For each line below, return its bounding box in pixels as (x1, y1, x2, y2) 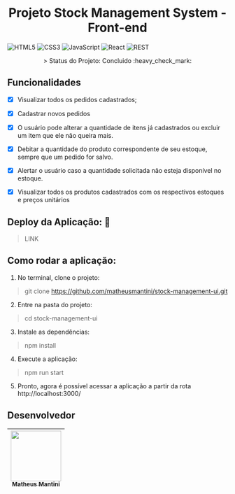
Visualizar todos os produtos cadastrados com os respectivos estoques (17, 188, 225, 197)
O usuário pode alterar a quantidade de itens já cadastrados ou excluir (17, 123, 220, 132)
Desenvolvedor (7, 409, 76, 421)
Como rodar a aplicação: (7, 255, 117, 267)
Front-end (87, 20, 148, 36)
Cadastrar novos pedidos (17, 109, 91, 118)
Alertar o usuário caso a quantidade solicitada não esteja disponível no (17, 167, 222, 174)
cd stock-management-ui (24, 313, 98, 323)
